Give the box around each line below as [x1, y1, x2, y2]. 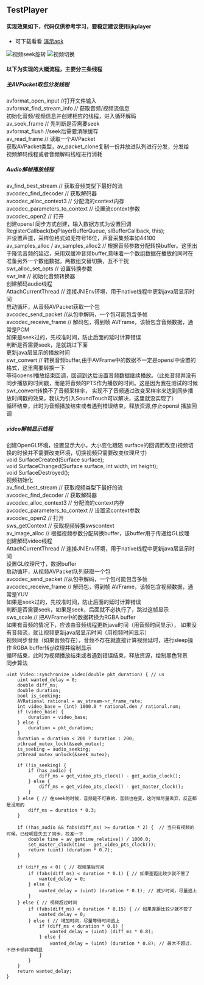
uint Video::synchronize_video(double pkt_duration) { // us [6, 671, 165, 678]
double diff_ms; [17, 682, 59, 688]
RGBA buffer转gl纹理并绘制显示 [13, 644, 92, 652]
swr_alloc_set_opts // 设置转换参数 [6, 265, 93, 272]
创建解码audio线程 [6, 280, 53, 287]
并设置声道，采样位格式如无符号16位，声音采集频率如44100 [6, 234, 156, 242]
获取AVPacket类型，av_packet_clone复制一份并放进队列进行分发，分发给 [6, 143, 189, 150]
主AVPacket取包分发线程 [6, 81, 70, 88]
